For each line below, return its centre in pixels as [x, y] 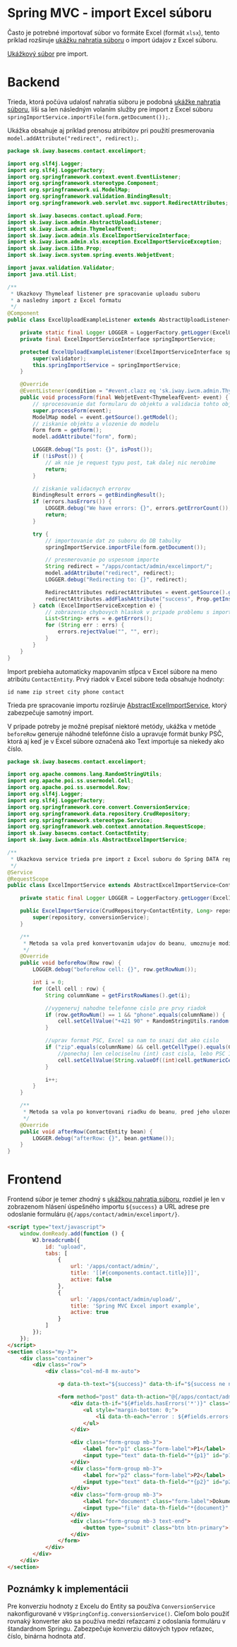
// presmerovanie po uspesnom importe [102, 560]
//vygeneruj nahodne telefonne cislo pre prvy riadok [126, 1008]
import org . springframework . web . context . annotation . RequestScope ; [107, 827]
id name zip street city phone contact [66, 692]
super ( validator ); [60, 358]
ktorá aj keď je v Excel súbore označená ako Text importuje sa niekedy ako [116, 741]
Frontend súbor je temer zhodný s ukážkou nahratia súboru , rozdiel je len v [116, 1199]
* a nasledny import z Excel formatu [66, 300]
